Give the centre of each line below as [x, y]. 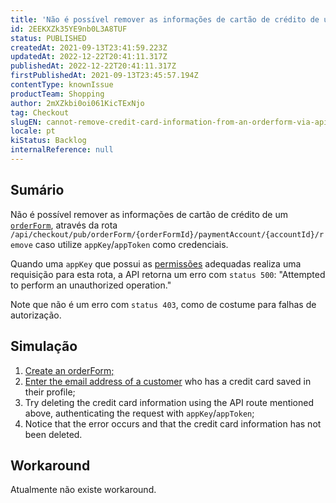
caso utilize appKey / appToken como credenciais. [131, 244]
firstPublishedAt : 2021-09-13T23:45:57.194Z [104, 76]
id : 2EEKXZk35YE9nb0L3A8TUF [69, 29]
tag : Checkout [40, 112]
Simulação [44, 346]
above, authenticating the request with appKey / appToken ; [139, 413]
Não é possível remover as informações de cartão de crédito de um [149, 214]
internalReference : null [62, 150]
